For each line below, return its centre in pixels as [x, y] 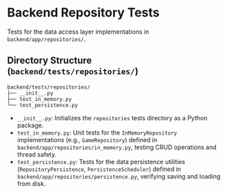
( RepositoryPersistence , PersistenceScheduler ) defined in [99, 169]
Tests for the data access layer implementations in [78, 32]
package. [30, 125]
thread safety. [37, 154]
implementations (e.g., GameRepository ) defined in [87, 139]
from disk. [31, 183]
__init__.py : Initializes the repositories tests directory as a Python [112, 117]
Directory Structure [50, 61]
